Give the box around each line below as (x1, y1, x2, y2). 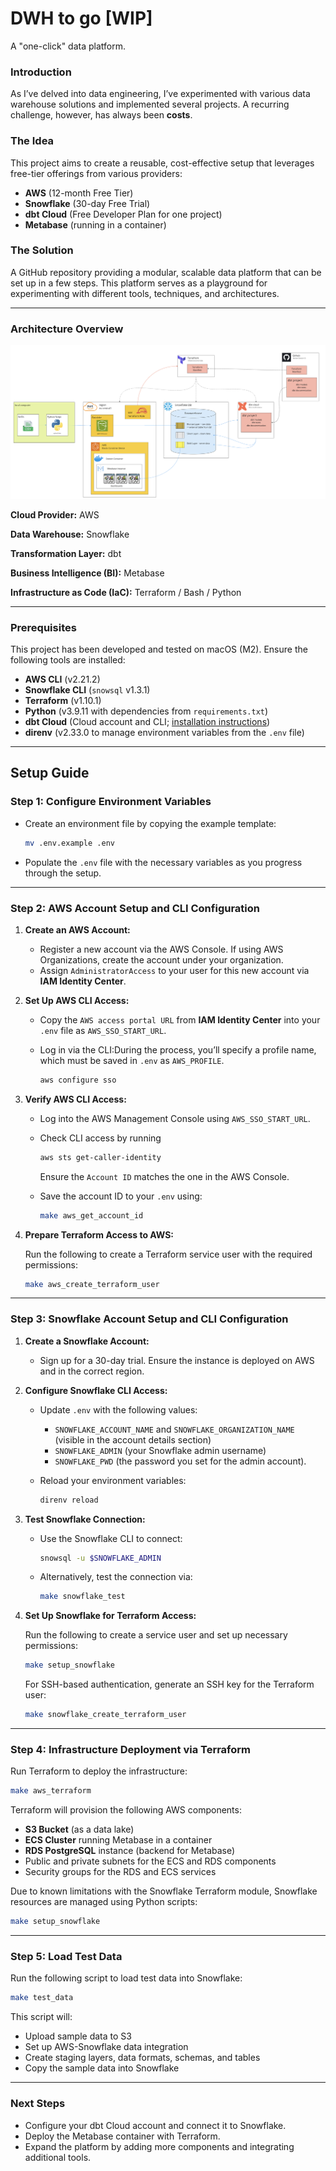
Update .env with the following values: (39, 1403, 198, 1416)
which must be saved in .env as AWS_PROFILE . (39, 1054, 225, 1066)
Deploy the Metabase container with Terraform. (24, 2130, 221, 2142)
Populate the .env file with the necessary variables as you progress (24, 856, 303, 868)
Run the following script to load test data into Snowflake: (10, 1972, 243, 1984)
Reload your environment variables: (39, 1474, 187, 1486)
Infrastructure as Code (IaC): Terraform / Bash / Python (10, 586, 242, 598)
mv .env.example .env (24, 838, 115, 848)
